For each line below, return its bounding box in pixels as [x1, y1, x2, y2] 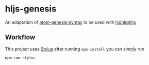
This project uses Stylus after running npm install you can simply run [5, 46, 145, 52]
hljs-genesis [5, 3, 57, 14]
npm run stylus [5, 55, 36, 60]
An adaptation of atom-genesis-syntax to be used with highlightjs [5, 19, 136, 25]
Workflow [5, 33, 35, 41]
